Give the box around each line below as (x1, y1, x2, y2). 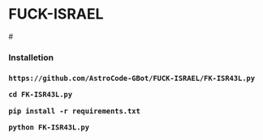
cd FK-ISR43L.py (8, 90, 73, 100)
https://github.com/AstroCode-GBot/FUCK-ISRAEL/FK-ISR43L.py (8, 74, 256, 83)
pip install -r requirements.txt (8, 106, 140, 116)
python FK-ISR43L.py (8, 122, 90, 132)
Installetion (8, 52, 54, 63)
